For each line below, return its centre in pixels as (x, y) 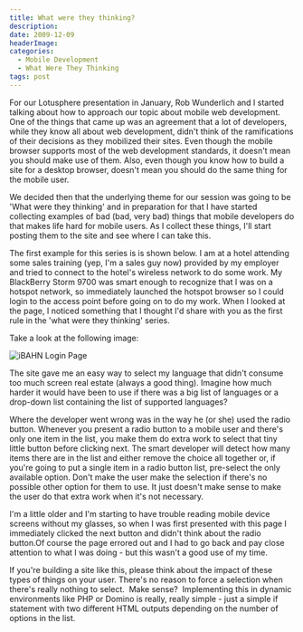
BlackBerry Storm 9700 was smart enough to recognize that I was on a (141, 282)
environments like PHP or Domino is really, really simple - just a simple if (144, 598)
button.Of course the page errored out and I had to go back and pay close (147, 542)
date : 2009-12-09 (42, 34)
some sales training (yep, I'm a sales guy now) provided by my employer (144, 263)
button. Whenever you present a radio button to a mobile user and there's (146, 429)
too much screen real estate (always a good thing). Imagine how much (141, 382)
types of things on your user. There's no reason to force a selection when (146, 579)
